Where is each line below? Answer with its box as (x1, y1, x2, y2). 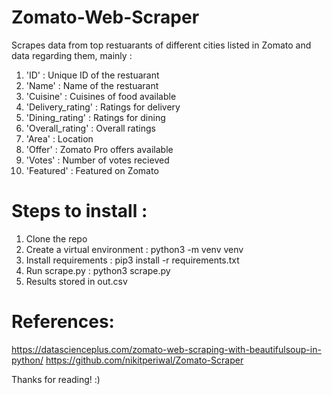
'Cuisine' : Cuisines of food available (25, 90, 177, 102)
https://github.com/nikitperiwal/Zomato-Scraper (45, 354, 244, 366)
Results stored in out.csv (25, 275, 128, 287)
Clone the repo (25, 232, 88, 245)
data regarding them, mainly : (11, 49, 133, 61)
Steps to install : (11, 200, 148, 223)
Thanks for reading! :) (11, 373, 101, 385)
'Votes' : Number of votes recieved (25, 154, 170, 166)
